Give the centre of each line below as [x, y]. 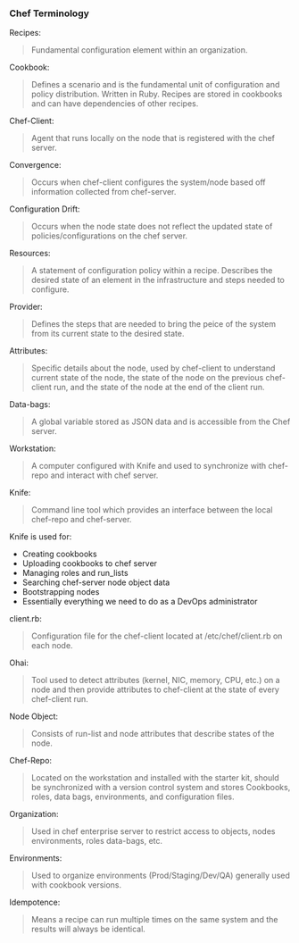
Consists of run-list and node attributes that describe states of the [153, 734]
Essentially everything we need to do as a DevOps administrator [140, 602]
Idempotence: [35, 902]
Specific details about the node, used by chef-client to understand [153, 368]
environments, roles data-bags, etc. [97, 841]
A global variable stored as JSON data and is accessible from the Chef [161, 421]
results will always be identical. [88, 929]
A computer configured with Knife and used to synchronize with [149, 466]
